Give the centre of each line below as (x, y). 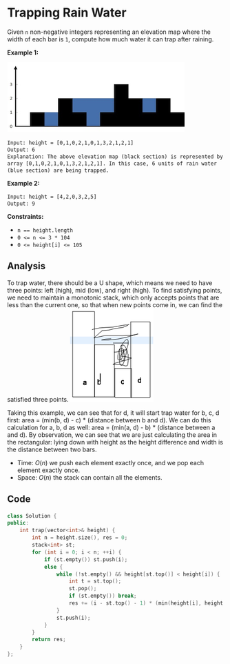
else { (53, 567)
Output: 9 (21, 204)
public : (18, 523)
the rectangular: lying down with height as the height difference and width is (115, 442)
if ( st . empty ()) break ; (103, 596)
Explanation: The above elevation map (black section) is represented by (115, 157)
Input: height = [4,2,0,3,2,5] (52, 197)
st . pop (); (83, 589)
